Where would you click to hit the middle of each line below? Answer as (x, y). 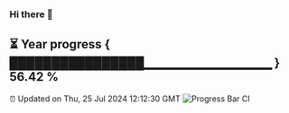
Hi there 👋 (32, 14)
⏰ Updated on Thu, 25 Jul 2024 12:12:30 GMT (95, 99)
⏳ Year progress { (60, 44)
